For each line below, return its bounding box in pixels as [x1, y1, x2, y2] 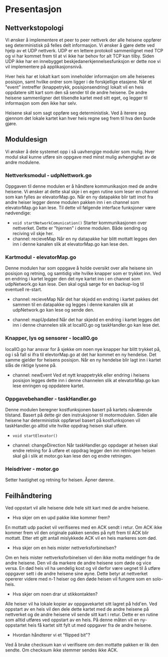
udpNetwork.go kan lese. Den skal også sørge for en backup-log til [5, 281, 144, 287]
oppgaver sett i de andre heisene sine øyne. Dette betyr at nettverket [5, 570, 148, 577]
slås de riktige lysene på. [5, 362, 57, 368]
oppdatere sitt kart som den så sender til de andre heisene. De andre [5, 90, 147, 95]
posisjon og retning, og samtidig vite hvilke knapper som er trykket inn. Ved [5, 270, 161, 276]
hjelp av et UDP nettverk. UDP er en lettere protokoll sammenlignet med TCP [5, 48, 163, 53]
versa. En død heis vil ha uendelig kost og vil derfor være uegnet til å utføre [5, 565, 160, 571]
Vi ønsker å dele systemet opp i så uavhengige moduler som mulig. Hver [5, 149, 155, 155]
